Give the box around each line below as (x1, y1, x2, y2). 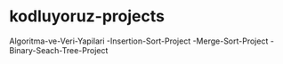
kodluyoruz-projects (9, 6, 165, 27)
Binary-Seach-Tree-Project (9, 44, 109, 55)
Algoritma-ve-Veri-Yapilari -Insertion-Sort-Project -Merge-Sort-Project (9, 36, 269, 46)
